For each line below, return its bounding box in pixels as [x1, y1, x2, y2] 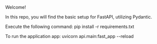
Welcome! [5, 4, 26, 10]
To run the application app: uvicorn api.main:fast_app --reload [5, 33, 134, 39]
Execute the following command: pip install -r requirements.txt [5, 23, 134, 29]
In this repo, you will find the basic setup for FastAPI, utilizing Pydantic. [5, 14, 152, 19]
